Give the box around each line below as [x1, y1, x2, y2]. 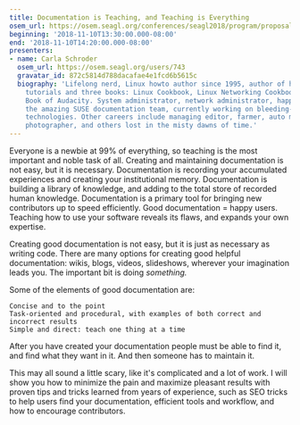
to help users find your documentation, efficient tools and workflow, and [9, 396, 275, 406]
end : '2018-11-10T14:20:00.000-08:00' [9, 37, 154, 47]
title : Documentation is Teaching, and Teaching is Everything [9, 12, 250, 22]
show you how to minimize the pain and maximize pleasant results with [9, 377, 271, 387]
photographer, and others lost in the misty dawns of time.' [25, 121, 257, 130]
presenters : [9, 46, 54, 55]
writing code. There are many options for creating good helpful [9, 248, 241, 259]
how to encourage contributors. [9, 405, 126, 416]
